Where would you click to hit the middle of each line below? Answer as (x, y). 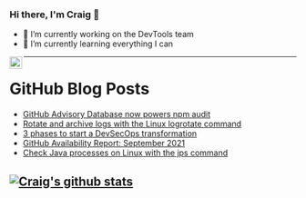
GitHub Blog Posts (80, 89)
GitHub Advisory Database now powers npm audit (117, 114)
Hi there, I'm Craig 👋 (55, 15)
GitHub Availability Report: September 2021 (103, 144)
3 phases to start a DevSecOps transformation (110, 134)
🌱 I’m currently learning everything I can (98, 44)
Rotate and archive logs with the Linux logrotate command (132, 124)
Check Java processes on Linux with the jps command (125, 153)
